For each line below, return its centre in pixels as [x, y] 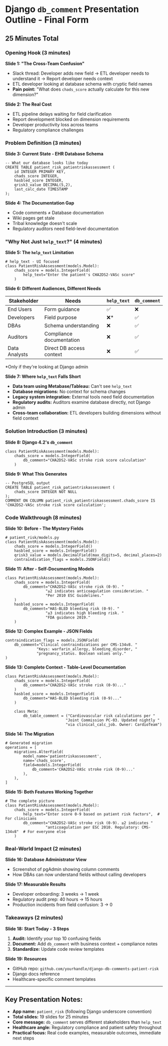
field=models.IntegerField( [52, 765]
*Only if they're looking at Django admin [47, 367]
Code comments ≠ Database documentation [58, 213]
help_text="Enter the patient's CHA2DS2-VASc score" [79, 275]
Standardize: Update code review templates [58, 949]
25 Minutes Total [32, 38]
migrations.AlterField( [39, 752]
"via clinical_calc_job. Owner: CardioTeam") [114, 725]
